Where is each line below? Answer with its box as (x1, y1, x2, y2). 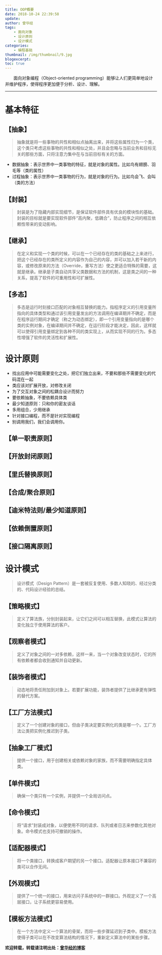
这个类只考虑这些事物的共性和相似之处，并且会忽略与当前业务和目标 (16, 145, 152, 151)
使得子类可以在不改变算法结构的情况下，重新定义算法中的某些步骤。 (16, 935, 152, 940)
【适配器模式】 (5, 844, 50, 852)
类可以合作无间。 (16, 864, 51, 870)
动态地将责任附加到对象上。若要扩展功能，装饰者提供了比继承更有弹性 (16, 687, 157, 693)
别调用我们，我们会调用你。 (12, 419, 67, 424)
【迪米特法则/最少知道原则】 (5, 506, 90, 515)
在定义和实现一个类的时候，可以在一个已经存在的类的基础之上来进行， (16, 250, 157, 256)
